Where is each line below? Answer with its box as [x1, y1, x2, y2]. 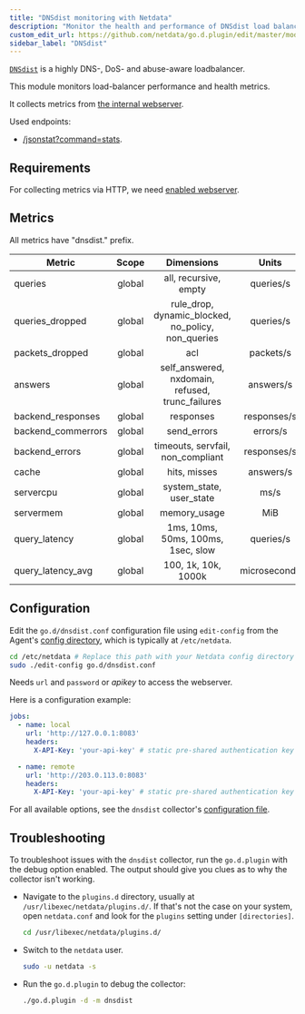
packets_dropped [14, 346, 89, 359]
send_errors [166, 424, 218, 437]
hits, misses [167, 465, 218, 477]
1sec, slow [169, 544, 216, 556]
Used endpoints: [9, 116, 71, 127]
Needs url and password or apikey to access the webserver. [9, 677, 233, 688]
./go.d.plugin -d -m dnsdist [22, 996, 133, 1005]
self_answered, [160, 360, 225, 373]
